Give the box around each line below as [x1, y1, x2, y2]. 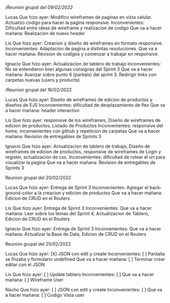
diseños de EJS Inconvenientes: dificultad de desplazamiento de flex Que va [5, 102, 165, 108]
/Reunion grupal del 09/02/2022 [5, 5, 73, 10]
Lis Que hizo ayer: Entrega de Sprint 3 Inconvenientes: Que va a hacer [5, 205, 152, 211]
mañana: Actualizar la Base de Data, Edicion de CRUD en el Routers [5, 231, 147, 237]
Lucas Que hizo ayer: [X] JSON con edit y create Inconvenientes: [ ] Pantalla [5, 251, 165, 257]
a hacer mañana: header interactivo [5, 108, 80, 113]
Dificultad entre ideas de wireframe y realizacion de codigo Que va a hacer [5, 25, 162, 31]
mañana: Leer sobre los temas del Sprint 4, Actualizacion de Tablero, [5, 211, 150, 216]
